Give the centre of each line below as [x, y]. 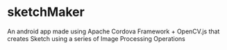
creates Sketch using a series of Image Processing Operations [96, 38]
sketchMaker [46, 12]
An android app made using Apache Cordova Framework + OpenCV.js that [113, 31]
